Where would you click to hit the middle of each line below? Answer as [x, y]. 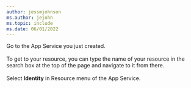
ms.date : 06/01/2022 [33, 29]
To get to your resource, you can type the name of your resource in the [95, 59]
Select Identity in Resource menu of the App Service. [74, 78]
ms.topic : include [30, 23]
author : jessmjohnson [34, 12]
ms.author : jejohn [30, 18]
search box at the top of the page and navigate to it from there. [85, 66]
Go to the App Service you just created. [56, 46]
